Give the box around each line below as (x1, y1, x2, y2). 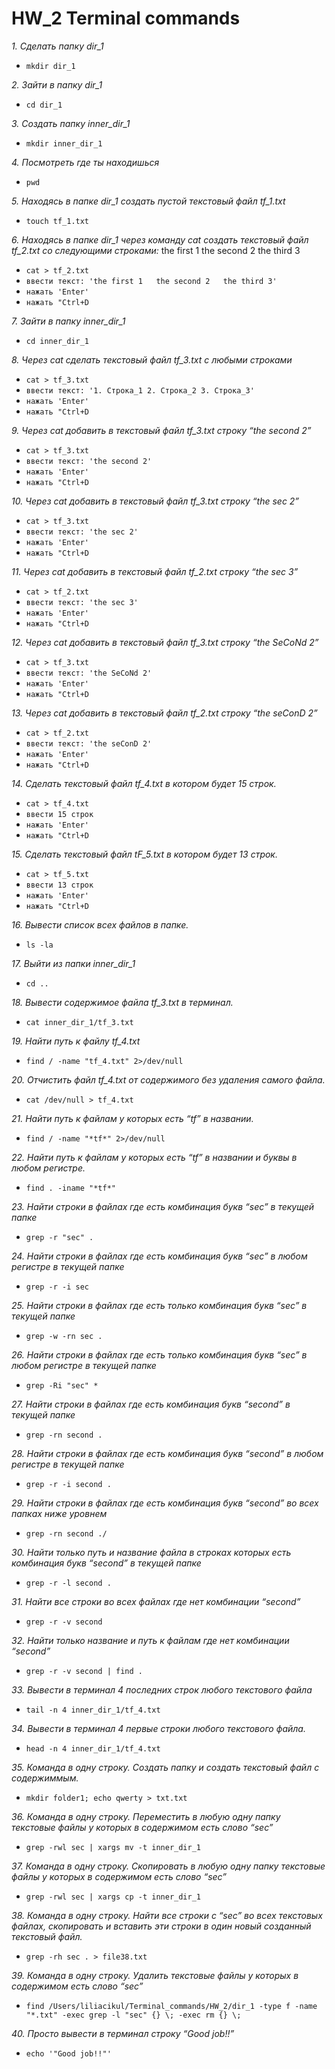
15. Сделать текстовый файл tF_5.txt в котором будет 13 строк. (11, 848, 278, 860)
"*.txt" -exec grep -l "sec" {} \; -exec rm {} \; (25, 2010, 242, 2020)
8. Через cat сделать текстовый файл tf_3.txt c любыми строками (11, 353, 293, 366)
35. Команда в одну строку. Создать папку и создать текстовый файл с (11, 1761, 320, 1773)
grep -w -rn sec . (25, 1331, 103, 1341)
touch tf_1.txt (25, 216, 90, 226)
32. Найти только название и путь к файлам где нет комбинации (11, 1634, 290, 1646)
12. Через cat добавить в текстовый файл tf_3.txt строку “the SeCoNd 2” (11, 636, 319, 648)
